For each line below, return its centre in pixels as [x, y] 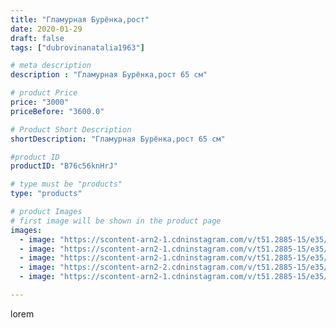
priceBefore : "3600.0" [57, 111]
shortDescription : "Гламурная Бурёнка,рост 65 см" [118, 139]
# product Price [44, 93]
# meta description [51, 66]
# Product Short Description [71, 129]
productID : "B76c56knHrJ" [64, 166]
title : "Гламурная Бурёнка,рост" [80, 19]
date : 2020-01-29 [46, 29]
